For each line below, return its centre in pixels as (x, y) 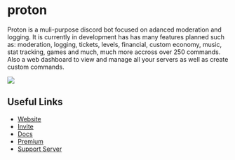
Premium (31, 141)
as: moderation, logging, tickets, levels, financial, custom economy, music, (115, 44)
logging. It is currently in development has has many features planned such (116, 36)
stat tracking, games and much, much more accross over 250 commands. (114, 52)
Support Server (40, 149)
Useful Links (35, 102)
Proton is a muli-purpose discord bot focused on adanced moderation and (115, 29)
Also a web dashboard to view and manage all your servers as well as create (118, 59)
